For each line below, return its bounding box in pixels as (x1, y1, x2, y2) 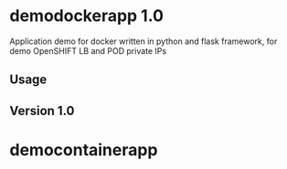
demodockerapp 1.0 (9, 5, 165, 26)
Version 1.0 (9, 102, 75, 119)
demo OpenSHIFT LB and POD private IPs (9, 45, 167, 56)
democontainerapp (9, 139, 158, 160)
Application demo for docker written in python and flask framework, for (9, 36, 278, 47)
